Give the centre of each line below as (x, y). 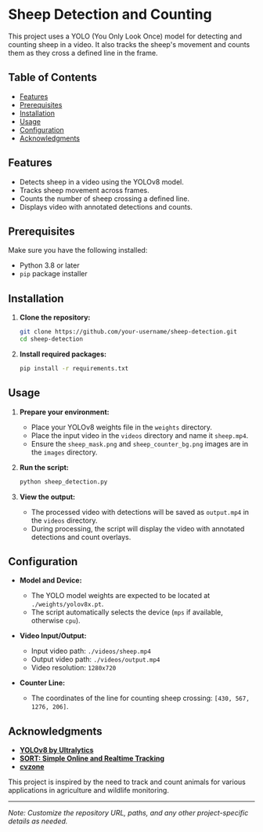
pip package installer (53, 274)
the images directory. (64, 452)
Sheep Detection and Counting (110, 15)
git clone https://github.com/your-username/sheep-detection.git (128, 332)
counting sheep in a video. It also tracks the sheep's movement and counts (129, 44)
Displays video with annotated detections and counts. (106, 206)
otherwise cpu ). (56, 621)
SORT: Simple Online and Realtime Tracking (92, 758)
